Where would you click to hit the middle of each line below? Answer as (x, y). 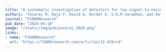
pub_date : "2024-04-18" (30, 24)
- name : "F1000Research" (31, 38)
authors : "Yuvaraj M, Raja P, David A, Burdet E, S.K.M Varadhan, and (79, 14)
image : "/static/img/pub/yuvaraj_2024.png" (51, 28)
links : (12, 33)
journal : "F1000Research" (32, 19)
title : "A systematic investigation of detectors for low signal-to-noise (84, 10)
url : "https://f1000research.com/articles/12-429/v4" (66, 42)
